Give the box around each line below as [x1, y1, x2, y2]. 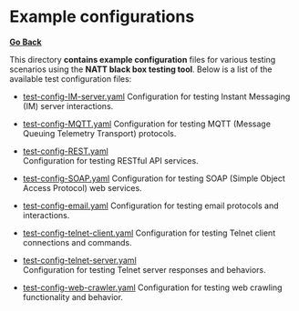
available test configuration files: [9, 73, 132, 84]
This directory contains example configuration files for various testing [9, 54, 276, 65]
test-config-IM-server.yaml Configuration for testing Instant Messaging [22, 91, 291, 102]
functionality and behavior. [22, 291, 123, 302]
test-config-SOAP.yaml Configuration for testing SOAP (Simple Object [22, 173, 285, 184]
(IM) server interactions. [22, 100, 114, 111]
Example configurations [9, 6, 195, 27]
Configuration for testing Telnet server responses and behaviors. [22, 264, 266, 275]
